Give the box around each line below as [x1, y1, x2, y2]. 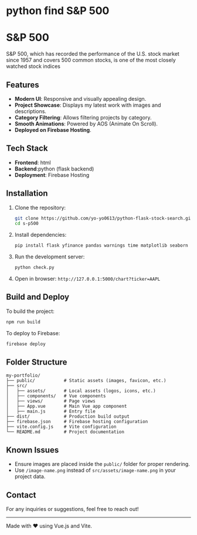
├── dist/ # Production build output [6, 414, 130, 420]
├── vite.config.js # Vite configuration [6, 424, 117, 430]
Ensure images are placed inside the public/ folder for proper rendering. [14, 461, 191, 468]
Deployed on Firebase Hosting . [14, 126, 92, 133]
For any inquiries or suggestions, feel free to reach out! [6, 506, 139, 513]
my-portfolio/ [6, 373, 41, 379]
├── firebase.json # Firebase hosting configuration [6, 419, 148, 425]
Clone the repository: [14, 204, 66, 211]
